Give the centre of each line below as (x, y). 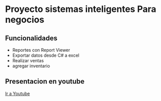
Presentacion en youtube (45, 81)
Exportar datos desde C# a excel (46, 55)
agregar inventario (31, 66)
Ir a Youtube (18, 94)
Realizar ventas (28, 60)
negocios (25, 20)
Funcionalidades (31, 38)
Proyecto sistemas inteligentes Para (81, 9)
